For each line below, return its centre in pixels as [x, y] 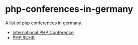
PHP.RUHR [23, 38]
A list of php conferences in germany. [44, 23]
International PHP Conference [43, 32]
